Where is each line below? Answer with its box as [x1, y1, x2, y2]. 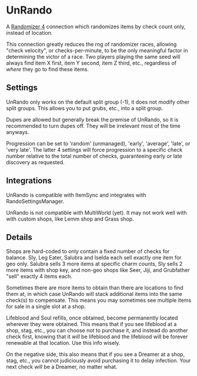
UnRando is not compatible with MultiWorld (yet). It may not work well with [6, 209, 187, 216]
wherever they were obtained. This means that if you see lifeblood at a [6, 321, 177, 328]
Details [6, 232, 32, 242]
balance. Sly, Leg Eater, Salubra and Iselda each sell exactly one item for [6, 254, 182, 261]
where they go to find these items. [6, 65, 89, 72]
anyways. [6, 128, 29, 135]
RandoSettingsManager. [6, 198, 65, 205]
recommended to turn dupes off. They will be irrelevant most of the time [6, 122, 181, 129]
